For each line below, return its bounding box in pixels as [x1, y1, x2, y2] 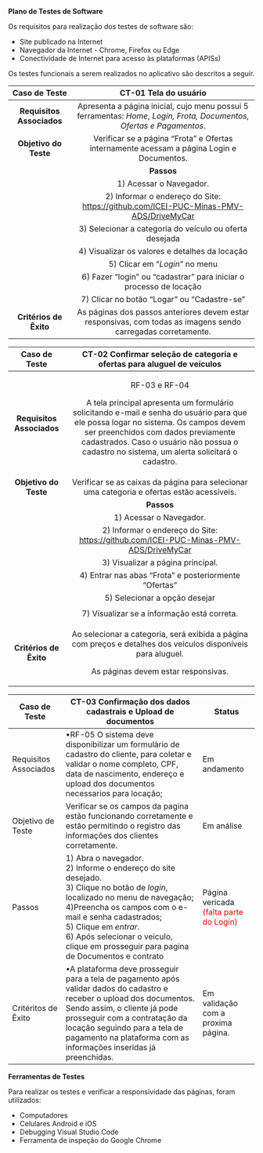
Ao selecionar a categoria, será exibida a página [71, 629, 249, 639]
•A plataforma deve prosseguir [65, 964, 179, 974]
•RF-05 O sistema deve [65, 729, 154, 740]
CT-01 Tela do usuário [119, 88, 207, 98]
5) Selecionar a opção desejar [104, 592, 215, 603]
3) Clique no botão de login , [65, 882, 168, 893]
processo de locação [124, 282, 202, 292]
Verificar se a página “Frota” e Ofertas [92, 133, 233, 144]
